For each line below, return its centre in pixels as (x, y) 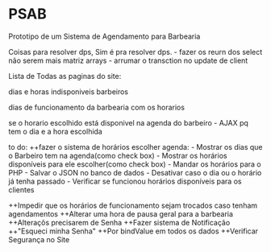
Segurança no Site (39, 239)
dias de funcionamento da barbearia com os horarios (97, 107)
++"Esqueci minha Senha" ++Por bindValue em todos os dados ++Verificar (133, 231)
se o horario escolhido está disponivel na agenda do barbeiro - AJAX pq (128, 122)
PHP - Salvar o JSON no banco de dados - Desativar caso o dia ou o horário (135, 172)
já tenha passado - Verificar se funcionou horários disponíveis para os (125, 181)
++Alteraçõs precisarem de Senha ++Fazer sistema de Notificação (119, 222)
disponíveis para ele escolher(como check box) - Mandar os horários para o (135, 164)
